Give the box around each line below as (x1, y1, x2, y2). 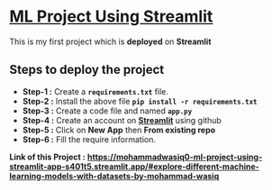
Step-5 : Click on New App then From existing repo (22, 124, 216, 135)
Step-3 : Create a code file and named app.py (22, 105, 193, 116)
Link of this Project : (9, 151, 86, 162)
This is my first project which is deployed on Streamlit (9, 36, 212, 47)
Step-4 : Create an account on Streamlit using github (22, 114, 222, 125)
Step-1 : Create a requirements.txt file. (22, 86, 169, 96)
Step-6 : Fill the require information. (22, 133, 156, 145)
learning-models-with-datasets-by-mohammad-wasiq (9, 170, 220, 181)
